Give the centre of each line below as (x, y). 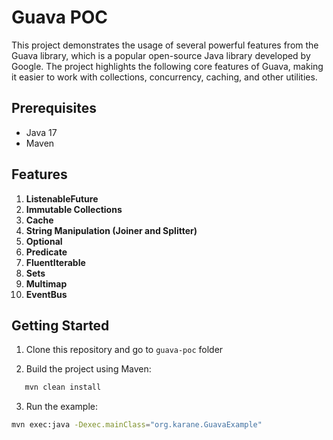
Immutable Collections (74, 209)
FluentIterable (55, 262)
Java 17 (41, 132)
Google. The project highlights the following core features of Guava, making (167, 66)
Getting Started (60, 325)
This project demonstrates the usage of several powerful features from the (165, 45)
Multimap (46, 283)
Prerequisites (54, 108)
